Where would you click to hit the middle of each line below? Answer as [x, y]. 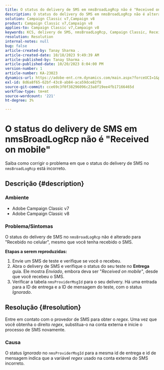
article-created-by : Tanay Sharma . [42, 50]
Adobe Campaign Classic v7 [41, 208]
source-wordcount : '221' [30, 96]
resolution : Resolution [29, 37]
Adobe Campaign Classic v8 [41, 214]
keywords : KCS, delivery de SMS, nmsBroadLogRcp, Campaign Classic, [76, 32]
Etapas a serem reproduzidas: [36, 252]
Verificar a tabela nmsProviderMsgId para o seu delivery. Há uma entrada [84, 282]
